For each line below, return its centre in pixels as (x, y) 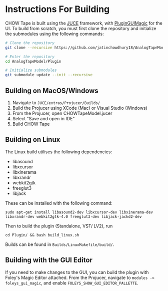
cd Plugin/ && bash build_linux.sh (42, 235)
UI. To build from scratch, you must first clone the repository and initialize (81, 28)
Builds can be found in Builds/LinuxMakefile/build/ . (60, 244)
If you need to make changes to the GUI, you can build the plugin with (77, 272)
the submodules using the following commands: (54, 34)
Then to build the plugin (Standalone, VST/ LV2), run (59, 226)
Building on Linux (33, 139)
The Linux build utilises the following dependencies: (59, 152)
